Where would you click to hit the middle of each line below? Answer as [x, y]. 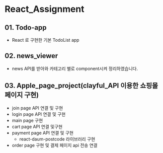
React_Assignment [44, 9]
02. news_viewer [31, 56]
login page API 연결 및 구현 [39, 114]
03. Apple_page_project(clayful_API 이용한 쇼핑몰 [81, 86]
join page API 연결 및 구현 [37, 108]
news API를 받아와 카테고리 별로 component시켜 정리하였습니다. [75, 69]
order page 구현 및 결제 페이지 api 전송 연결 [55, 145]
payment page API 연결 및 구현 [43, 133]
